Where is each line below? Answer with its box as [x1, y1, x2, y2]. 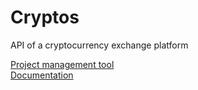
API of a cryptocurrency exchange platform [10, 39, 189, 51]
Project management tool [10, 58, 115, 70]
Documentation [10, 69, 74, 81]
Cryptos [10, 6, 80, 29]
